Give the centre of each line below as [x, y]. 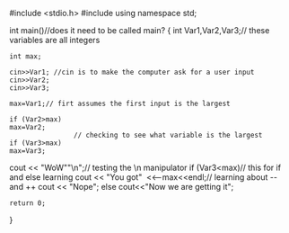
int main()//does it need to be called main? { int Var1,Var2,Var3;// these [140, 30]
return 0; [28, 203]
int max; [26, 57]
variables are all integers [55, 40]
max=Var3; [28, 151]
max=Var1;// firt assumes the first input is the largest [120, 103]
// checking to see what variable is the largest [168, 135]
